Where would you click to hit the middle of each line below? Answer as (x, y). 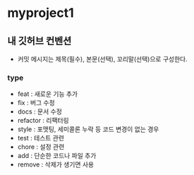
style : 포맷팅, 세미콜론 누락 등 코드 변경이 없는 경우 (88, 129)
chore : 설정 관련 (41, 147)
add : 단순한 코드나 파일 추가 (57, 156)
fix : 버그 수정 (36, 103)
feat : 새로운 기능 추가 (48, 94)
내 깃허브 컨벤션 (40, 41)
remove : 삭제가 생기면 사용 (55, 164)
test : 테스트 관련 (41, 138)
